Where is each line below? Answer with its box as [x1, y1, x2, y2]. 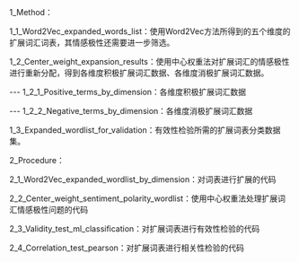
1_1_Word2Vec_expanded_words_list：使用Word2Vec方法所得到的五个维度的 [9, 26, 291, 37]
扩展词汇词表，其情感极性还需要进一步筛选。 [9, 38, 175, 48]
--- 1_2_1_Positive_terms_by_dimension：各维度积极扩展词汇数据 [9, 87, 247, 97]
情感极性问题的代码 [16, 205, 88, 214]
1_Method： [9, 7, 54, 17]
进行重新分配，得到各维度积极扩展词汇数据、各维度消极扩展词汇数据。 [9, 67, 269, 78]
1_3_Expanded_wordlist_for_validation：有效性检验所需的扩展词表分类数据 [9, 125, 281, 135]
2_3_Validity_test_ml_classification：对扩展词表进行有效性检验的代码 [9, 223, 260, 234]
